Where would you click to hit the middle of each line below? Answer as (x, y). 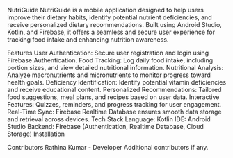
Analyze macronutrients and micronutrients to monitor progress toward (109, 75)
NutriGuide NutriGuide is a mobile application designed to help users (105, 10)
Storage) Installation (36, 134)
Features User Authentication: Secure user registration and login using (108, 53)
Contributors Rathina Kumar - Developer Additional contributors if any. (108, 147)
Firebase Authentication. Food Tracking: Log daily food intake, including (110, 60)
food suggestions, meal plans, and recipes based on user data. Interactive (113, 97)
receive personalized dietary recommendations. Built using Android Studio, (115, 25)
